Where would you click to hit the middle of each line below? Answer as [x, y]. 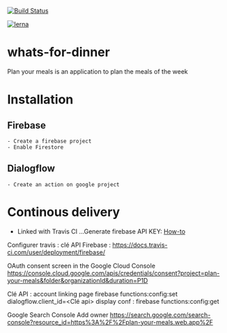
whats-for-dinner [58, 52]
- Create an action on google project [63, 184]
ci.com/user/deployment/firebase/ [56, 252]
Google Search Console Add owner [58, 315]
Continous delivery [64, 212]
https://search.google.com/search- [160, 315]
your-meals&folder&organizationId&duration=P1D [78, 280]
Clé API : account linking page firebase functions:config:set [93, 294]
